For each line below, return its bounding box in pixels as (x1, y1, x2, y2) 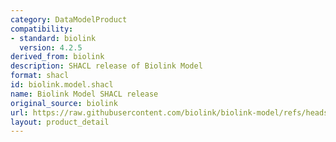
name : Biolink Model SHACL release (10, 89, 159, 99)
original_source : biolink (10, 98, 118, 108)
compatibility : (10, 24, 74, 34)
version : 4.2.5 (19, 42, 83, 53)
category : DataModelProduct (10, 14, 128, 25)
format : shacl (10, 71, 70, 81)
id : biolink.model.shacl (10, 80, 114, 90)
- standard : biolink (10, 33, 97, 43)
